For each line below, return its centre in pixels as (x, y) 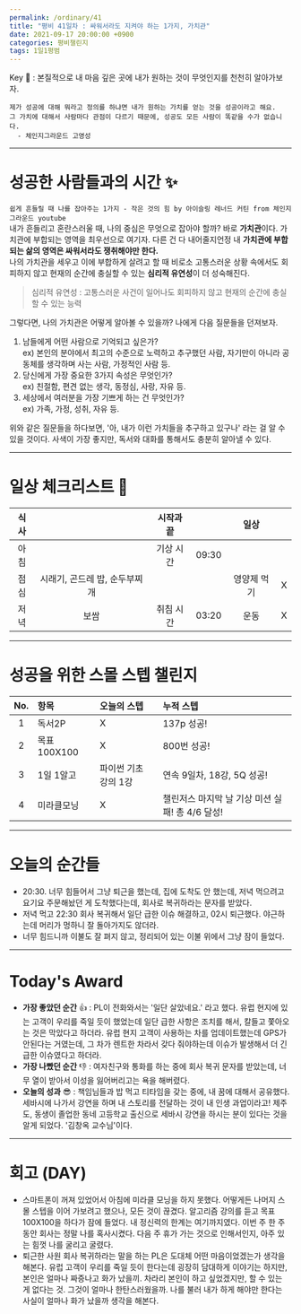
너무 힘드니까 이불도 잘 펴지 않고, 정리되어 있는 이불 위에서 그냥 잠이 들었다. (153, 936)
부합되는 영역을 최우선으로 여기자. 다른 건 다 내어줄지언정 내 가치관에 (152, 239)
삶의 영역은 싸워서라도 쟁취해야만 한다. (92, 251)
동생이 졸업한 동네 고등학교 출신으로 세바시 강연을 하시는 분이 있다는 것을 (161, 1114)
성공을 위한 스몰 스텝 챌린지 (103, 676)
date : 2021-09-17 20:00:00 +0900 (72, 34)
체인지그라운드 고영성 (58, 136)
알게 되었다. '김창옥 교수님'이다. (77, 1125)
